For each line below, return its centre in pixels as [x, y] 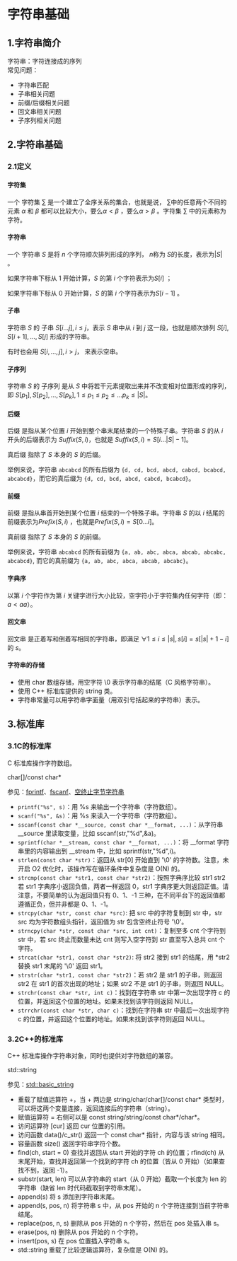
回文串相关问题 [39, 111]
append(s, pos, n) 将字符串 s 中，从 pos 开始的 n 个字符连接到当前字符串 [123, 1205]
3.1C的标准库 [29, 746]
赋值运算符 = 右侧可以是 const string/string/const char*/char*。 [110, 1117]
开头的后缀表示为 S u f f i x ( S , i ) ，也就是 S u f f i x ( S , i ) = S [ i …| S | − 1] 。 [100, 440]
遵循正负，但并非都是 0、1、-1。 [65, 904]
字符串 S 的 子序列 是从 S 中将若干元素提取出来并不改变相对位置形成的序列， [119, 386]
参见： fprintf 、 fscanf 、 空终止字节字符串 [66, 791]
